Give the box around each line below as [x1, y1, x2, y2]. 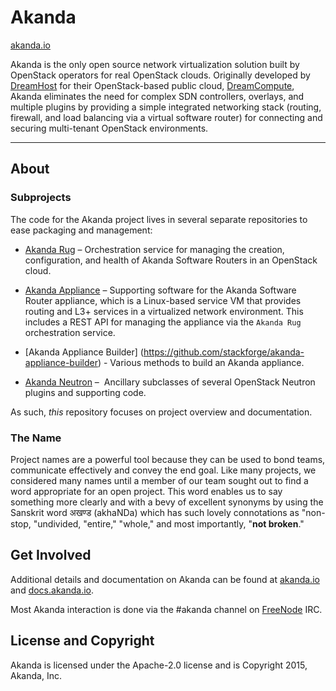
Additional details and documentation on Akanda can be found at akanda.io [10, 573, 320, 585]
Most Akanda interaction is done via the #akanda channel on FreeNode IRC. [10, 603, 323, 615]
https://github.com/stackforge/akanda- [143, 346, 305, 358]
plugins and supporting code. [24, 386, 147, 398]
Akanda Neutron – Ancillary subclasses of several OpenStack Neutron [24, 376, 316, 388]
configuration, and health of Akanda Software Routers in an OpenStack [24, 254, 318, 266]
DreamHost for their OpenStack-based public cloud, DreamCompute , [10, 79, 295, 91]
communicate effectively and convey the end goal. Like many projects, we [10, 464, 317, 476]
